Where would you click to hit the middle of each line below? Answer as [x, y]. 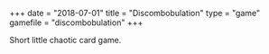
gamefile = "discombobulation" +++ [76, 22]
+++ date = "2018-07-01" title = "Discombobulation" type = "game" [135, 13]
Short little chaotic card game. [65, 40]
